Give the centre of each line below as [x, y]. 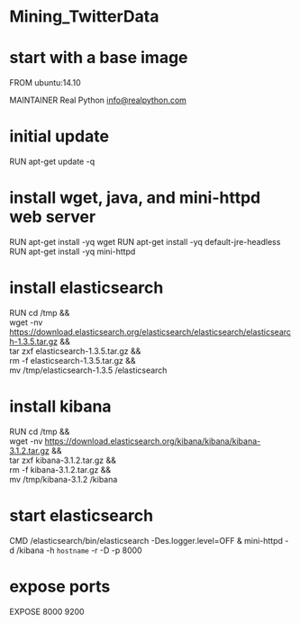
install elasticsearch [86, 288]
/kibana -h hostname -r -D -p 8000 [79, 550]
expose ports [60, 586]
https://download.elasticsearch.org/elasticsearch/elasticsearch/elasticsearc [150, 331]
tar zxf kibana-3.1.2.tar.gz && [63, 460]
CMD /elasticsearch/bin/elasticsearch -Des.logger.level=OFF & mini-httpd [146, 540]
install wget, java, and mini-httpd [135, 198]
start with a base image [99, 58]
